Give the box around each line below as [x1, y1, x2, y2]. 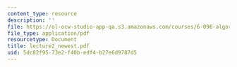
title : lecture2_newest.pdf [7, 43, 90, 50]
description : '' [7, 17, 55, 24]
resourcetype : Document [7, 36, 78, 43]
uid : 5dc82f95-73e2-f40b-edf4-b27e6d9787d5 [7, 50, 138, 57]
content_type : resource [7, 10, 78, 17]
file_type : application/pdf [7, 29, 90, 37]
